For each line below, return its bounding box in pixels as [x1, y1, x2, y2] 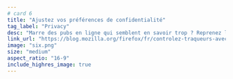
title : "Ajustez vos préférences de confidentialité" [7, 16, 166, 23]
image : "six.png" [7, 42, 58, 49]
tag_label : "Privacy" [7, 23, 70, 30]
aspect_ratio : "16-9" [7, 55, 70, 62]
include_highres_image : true [7, 61, 92, 68]
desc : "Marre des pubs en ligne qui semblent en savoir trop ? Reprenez [7, 29, 222, 36]
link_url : [7, 36, 36, 43]
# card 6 [7, 10, 33, 17]
